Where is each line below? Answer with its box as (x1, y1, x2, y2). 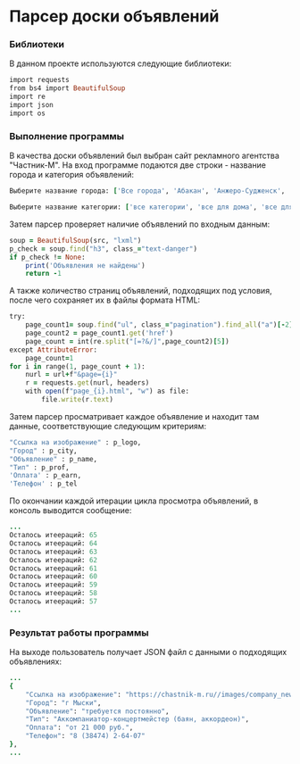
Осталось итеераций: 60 (9, 572, 98, 581)
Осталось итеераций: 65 (9, 531, 98, 540)
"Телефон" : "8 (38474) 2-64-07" (25, 732, 146, 741)
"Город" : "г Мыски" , (25, 698, 102, 707)
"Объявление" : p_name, (9, 454, 98, 463)
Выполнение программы (9, 129, 125, 142)
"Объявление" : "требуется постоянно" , (25, 707, 170, 716)
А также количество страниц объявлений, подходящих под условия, (9, 286, 272, 296)
